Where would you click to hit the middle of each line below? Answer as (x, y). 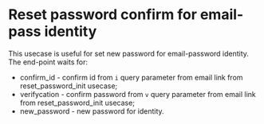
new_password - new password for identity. (92, 111)
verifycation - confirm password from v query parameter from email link (138, 94)
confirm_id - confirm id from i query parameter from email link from (131, 77)
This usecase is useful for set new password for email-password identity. (129, 53)
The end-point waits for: (48, 62)
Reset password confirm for (103, 15)
